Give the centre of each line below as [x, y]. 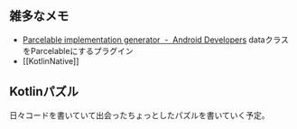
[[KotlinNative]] [51, 60]
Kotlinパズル [44, 92]
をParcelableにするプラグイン [78, 51]
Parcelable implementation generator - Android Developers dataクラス [155, 40]
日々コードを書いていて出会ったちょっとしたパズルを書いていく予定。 [139, 115]
